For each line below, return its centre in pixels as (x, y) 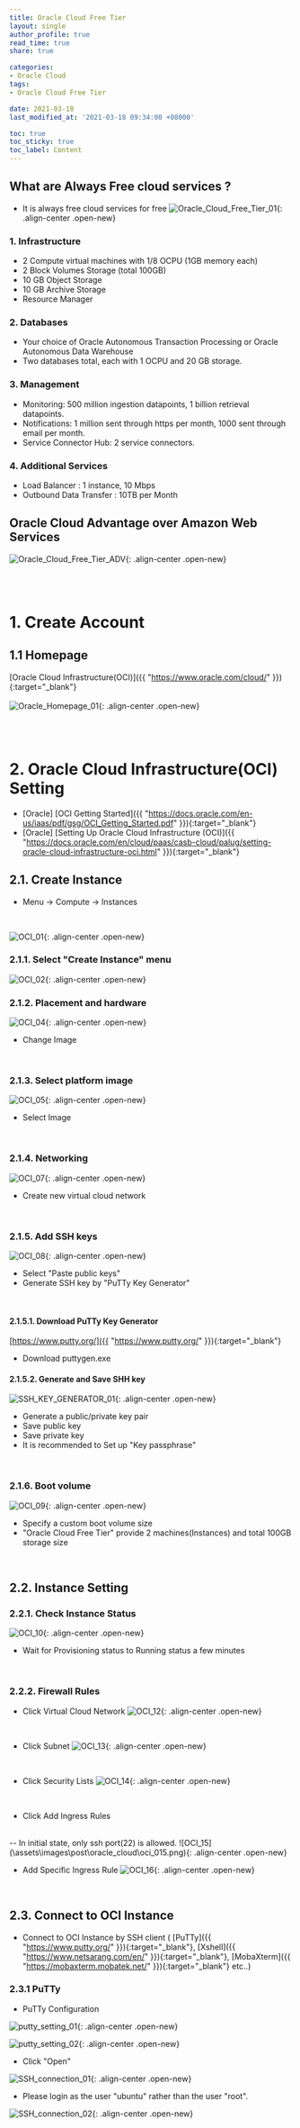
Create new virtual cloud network (84, 1195)
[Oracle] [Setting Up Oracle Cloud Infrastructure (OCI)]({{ (128, 832)
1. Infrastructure (45, 241)
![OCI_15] (195, 1843)
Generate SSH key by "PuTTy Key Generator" (106, 1283)
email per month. (53, 432)
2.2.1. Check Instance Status (73, 1614)
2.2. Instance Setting (69, 1588)
